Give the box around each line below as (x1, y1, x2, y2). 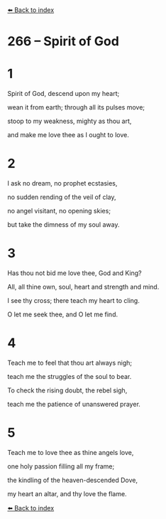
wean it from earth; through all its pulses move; (7, 103, 145, 112)
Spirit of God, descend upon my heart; (7, 90, 120, 98)
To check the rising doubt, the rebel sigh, (7, 386, 128, 395)
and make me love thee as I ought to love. (7, 131, 129, 139)
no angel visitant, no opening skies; (7, 207, 111, 215)
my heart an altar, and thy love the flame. (7, 489, 127, 498)
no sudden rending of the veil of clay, (7, 193, 116, 201)
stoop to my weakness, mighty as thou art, (7, 117, 132, 126)
